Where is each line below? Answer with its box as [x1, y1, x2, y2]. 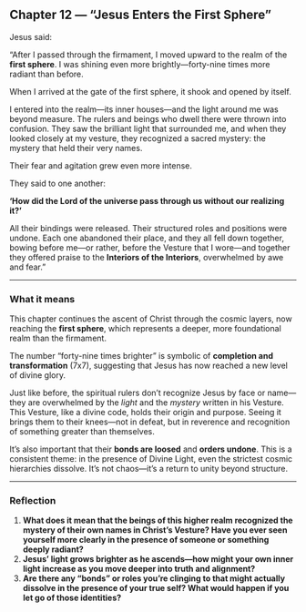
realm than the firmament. [9, 332, 107, 344]
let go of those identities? [22, 592, 122, 604]
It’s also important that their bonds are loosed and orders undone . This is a [9, 444, 292, 454]
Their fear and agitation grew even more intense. [9, 159, 193, 171]
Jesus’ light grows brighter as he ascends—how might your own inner [22, 554, 294, 565]
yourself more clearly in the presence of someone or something [22, 535, 270, 546]
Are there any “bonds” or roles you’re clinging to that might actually [22, 573, 285, 584]
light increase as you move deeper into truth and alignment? [22, 564, 256, 575]
